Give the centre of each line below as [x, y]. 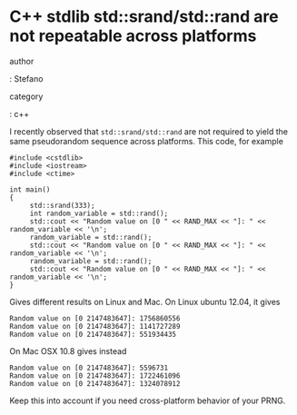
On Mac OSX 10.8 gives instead [68, 351]
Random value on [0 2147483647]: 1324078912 [95, 383]
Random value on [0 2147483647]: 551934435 [93, 334]
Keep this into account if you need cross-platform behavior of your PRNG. [148, 400]
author [22, 61]
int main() [30, 189]
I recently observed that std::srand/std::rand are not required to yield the [149, 131]
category [26, 96]
